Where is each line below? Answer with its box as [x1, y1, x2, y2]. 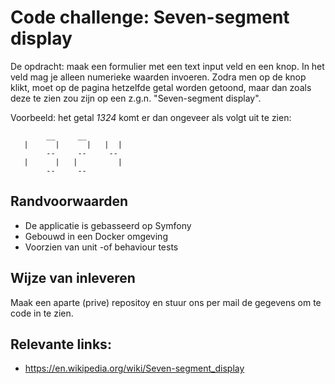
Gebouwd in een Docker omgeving [24, 230, 168, 242]
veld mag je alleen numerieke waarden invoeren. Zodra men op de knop [10, 71, 307, 83]
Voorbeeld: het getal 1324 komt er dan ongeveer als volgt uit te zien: [10, 111, 292, 123]
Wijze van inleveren [10, 270, 136, 287]
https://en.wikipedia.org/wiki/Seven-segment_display [24, 362, 245, 375]
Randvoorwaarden [10, 193, 129, 210]
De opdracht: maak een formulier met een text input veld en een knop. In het [10, 60, 325, 72]
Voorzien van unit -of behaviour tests [24, 241, 179, 253]
